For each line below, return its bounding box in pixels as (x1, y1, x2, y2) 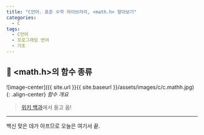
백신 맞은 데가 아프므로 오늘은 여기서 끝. (6, 122, 100, 130)
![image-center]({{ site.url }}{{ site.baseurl (6, 83, 112, 91)
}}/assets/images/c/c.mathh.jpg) (113, 83, 194, 91)
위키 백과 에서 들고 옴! (21, 103, 72, 111)
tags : (6, 26, 20, 32)
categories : (6, 15, 36, 21)
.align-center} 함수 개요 (11, 91, 69, 98)
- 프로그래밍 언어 (12, 37, 50, 43)
